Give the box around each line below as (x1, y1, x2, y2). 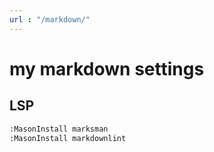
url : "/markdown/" (9, 14, 91, 25)
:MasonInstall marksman (9, 124, 109, 134)
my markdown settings (9, 57, 205, 80)
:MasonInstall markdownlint (9, 133, 127, 143)
